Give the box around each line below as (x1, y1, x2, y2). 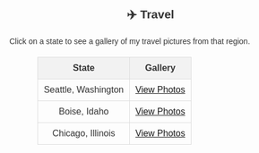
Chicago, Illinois (52, 128, 116, 139)
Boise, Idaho (58, 106, 109, 116)
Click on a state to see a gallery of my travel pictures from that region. (9, 37, 251, 47)
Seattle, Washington (43, 84, 125, 95)
